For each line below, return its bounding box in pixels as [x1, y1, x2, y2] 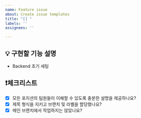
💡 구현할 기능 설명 [5, 49, 56, 58]
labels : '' [5, 21, 28, 26]
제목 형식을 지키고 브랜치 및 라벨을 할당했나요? [12, 101, 102, 107]
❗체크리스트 [5, 79, 38, 88]
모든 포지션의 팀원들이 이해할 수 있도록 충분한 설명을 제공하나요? [12, 95, 137, 101]
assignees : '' [5, 26, 35, 30]
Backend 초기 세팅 [12, 63, 49, 69]
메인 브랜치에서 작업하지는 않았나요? [12, 107, 83, 113]
